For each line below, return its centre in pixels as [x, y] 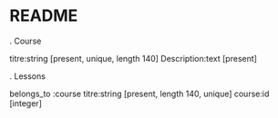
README [44, 16]
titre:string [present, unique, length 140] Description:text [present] [134, 58]
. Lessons [27, 76]
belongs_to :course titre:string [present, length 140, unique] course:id [139, 93]
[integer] [26, 103]
